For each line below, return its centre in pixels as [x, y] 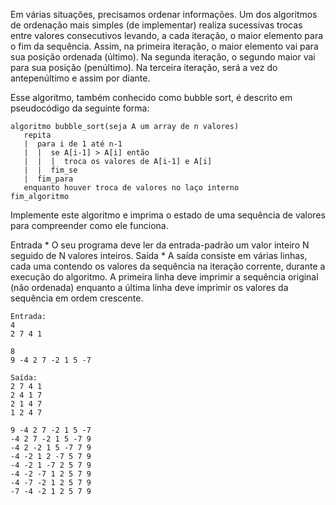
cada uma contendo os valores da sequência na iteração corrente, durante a [168, 266]
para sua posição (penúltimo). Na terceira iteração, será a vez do [144, 67]
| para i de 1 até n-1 [73, 144]
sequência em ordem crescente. [77, 298]
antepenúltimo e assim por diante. [80, 78]
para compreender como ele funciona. [89, 225]
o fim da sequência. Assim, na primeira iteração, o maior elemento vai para [164, 46]
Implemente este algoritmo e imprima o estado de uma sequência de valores [168, 215]
